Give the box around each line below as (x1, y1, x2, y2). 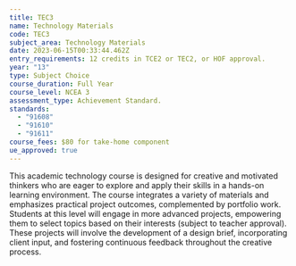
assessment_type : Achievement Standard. (9, 96, 163, 105)
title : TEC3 (9, 12, 54, 22)
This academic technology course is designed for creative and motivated (9, 170, 279, 181)
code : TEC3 (9, 29, 50, 38)
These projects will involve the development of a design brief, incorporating (9, 227, 288, 237)
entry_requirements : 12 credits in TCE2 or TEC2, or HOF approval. (9, 54, 266, 63)
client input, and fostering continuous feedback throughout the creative (9, 237, 273, 247)
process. (9, 246, 42, 257)
